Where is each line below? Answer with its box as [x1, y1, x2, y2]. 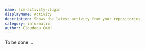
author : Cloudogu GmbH [5, 26, 52, 31]
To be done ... [5, 39, 34, 45]
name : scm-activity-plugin [5, 7, 61, 12]
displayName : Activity [5, 12, 52, 17]
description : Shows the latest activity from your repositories [5, 16, 141, 21]
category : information [5, 21, 52, 26]
